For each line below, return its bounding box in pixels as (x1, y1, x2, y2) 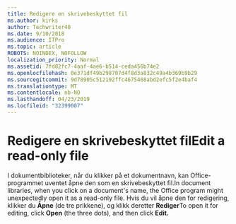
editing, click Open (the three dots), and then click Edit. (7, 208, 170, 217)
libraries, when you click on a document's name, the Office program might (7, 186, 224, 194)
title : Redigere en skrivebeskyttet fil (7, 10, 129, 18)
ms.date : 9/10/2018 (7, 30, 65, 37)
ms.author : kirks (7, 17, 59, 24)
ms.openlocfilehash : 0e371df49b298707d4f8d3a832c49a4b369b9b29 (7, 69, 198, 76)
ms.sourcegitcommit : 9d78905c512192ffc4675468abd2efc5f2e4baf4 (7, 76, 198, 83)
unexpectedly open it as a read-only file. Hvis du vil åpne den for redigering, (7, 194, 230, 202)
